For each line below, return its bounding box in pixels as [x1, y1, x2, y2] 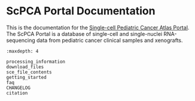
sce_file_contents [6, 69, 52, 75]
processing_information [6, 59, 66, 65]
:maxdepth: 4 [6, 48, 39, 54]
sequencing [6, 36, 36, 44]
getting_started [6, 74, 47, 80]
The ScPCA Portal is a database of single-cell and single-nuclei [6, 30, 163, 37]
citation [6, 90, 28, 96]
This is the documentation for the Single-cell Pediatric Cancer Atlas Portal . [6, 24, 190, 31]
